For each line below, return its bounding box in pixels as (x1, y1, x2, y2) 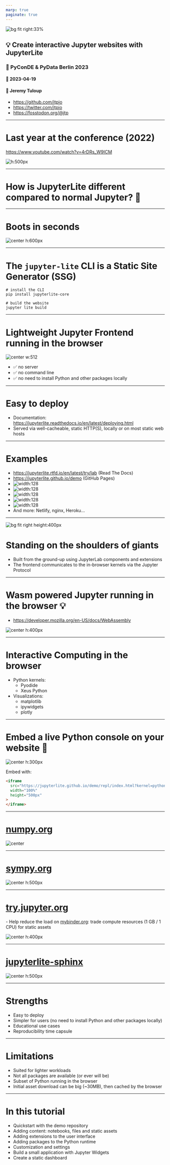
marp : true (6, 7, 29, 13)
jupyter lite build (6, 305, 47, 311)
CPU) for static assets (6, 924, 51, 930)
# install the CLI (6, 287, 44, 293)
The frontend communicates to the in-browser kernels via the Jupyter (13, 562, 158, 568)
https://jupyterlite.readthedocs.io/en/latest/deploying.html (13, 420, 134, 426)
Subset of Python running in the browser (13, 1078, 98, 1084)
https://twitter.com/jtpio (13, 104, 63, 110)
